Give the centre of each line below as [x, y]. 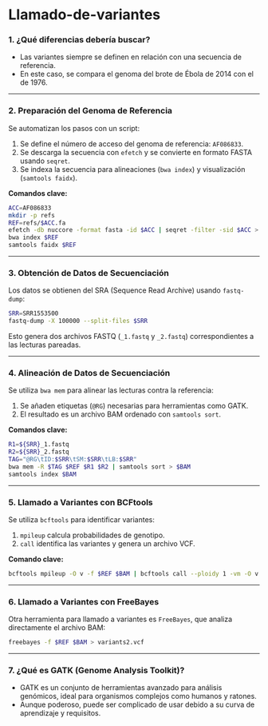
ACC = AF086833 [30, 208]
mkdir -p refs [32, 215]
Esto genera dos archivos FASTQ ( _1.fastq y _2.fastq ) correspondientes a [131, 337]
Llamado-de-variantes [85, 15]
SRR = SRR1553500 [33, 313]
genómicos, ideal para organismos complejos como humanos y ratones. [138, 696]
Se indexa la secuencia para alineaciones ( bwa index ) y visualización [132, 169]
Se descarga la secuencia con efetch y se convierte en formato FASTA [136, 152]
